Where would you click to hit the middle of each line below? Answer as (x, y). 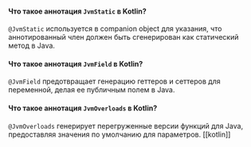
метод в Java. (32, 46)
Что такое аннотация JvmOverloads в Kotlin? (83, 108)
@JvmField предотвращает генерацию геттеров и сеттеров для (114, 81)
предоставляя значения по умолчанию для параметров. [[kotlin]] (120, 134)
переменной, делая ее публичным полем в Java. (92, 90)
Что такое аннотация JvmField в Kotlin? (76, 64)
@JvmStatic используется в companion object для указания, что (115, 29)
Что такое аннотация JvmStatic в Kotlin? (78, 11)
